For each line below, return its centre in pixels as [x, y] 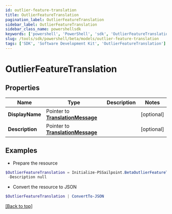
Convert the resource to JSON [45, 187]
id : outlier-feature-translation [41, 10]
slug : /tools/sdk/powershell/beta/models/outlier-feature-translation [82, 39]
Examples [21, 150]
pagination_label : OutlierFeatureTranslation [55, 20]
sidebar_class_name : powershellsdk [43, 29]
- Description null [27, 177]
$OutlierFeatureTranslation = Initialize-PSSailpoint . [65, 172]
